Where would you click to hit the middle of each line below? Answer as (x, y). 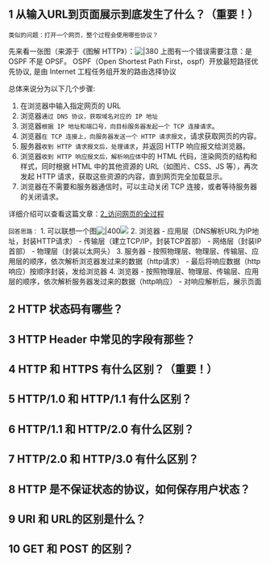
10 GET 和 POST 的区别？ (71, 549)
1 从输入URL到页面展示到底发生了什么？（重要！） (134, 15)
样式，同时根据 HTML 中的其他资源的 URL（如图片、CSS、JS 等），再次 (139, 166)
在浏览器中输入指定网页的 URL (71, 105)
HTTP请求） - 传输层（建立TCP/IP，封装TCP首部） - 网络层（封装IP (149, 241)
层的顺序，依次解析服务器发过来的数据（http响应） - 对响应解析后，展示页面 (135, 281)
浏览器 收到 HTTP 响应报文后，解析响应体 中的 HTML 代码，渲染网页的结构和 (139, 156)
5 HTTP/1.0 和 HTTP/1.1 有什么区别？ (100, 399)
